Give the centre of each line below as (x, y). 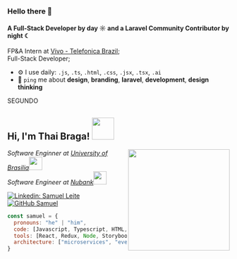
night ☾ (19, 35)
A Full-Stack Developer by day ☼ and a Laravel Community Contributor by (118, 28)
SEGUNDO (23, 101)
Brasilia (18, 168)
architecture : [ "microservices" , (63, 242)
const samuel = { (33, 216)
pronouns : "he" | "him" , (50, 222)
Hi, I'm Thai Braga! (49, 136)
